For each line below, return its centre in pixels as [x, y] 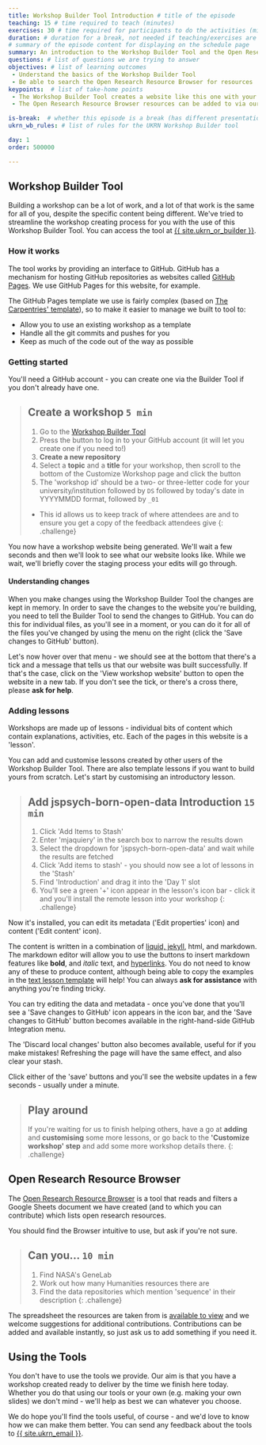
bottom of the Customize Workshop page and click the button [140, 473]
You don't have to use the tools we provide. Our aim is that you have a [122, 1376]
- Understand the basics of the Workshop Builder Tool [104, 75]
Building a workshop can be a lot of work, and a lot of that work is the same [131, 205]
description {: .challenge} [81, 1300]
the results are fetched [76, 857]
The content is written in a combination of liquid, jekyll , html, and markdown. [133, 946]
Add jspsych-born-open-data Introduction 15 [141, 802]
